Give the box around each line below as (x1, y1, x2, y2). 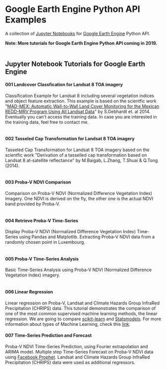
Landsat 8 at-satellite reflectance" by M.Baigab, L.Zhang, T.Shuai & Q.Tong (5, 157, 158, 163)
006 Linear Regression (5, 288, 54, 294)
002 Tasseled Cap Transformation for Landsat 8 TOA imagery (5, 136, 135, 142)
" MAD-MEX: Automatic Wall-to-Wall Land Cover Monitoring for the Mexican (5, 103, 160, 109)
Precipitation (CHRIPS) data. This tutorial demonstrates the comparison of (5, 305, 156, 311)
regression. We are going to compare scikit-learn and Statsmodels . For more (5, 316, 162, 322)
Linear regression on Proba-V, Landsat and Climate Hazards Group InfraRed (5, 300, 160, 306)
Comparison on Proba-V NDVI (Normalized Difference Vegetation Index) (5, 190, 153, 196)
